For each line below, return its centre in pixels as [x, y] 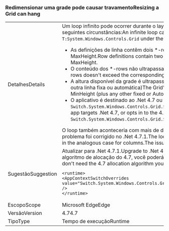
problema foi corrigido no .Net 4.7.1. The [110, 137]
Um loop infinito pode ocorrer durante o [109, 26]
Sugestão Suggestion [32, 174]
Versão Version [25, 213]
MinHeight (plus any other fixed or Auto [117, 94]
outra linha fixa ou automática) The [111, 88]
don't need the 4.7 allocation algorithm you [113, 164]
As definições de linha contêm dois [112, 50]
